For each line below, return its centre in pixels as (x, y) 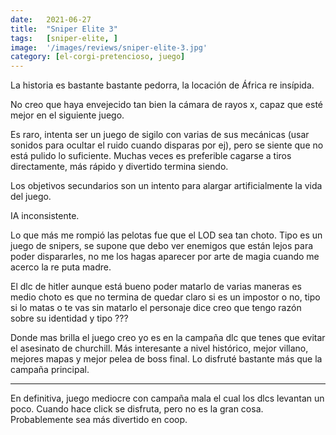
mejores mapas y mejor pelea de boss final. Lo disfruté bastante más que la (166, 359)
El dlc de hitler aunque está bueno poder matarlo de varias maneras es (156, 287)
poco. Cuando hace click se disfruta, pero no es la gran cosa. (137, 409)
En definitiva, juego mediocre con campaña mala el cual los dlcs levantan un (167, 398)
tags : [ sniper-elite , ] (64, 38)
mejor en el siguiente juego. (67, 115)
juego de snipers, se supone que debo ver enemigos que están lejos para (162, 246)
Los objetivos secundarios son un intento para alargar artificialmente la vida (166, 186)
